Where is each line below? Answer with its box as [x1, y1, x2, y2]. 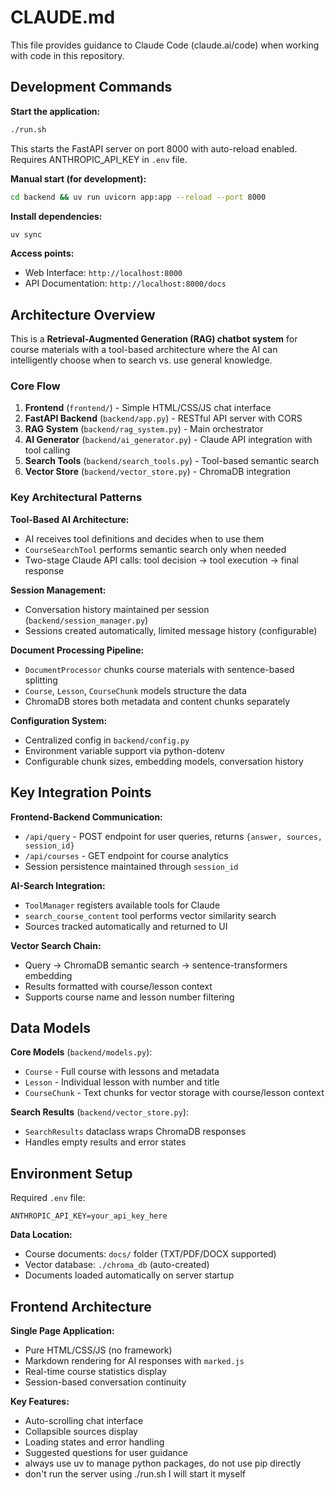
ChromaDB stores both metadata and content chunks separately [24, 695, 291, 707]
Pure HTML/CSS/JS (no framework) [24, 1344, 173, 1356]
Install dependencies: [10, 210, 103, 222]
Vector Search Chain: [10, 939, 102, 951]
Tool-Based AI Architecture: [10, 513, 130, 525]
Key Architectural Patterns [10, 491, 143, 505]
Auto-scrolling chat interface [24, 1415, 144, 1427]
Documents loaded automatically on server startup [24, 1269, 235, 1281]
